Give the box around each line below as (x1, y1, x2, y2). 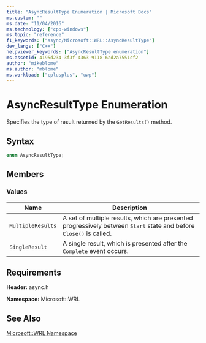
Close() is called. (62, 229, 112, 238)
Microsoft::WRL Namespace (6, 330, 78, 337)
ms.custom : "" (6, 15, 43, 21)
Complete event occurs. (62, 246, 129, 255)
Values (6, 187, 28, 196)
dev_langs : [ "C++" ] (6, 43, 56, 50)
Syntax (6, 136, 34, 146)
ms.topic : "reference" (6, 32, 64, 38)
